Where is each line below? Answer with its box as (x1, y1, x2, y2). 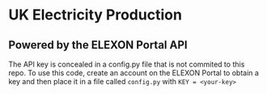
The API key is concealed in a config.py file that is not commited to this (8, 59, 245, 69)
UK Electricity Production (8, 6, 182, 24)
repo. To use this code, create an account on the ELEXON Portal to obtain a (8, 68, 259, 78)
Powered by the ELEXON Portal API (8, 38, 188, 52)
